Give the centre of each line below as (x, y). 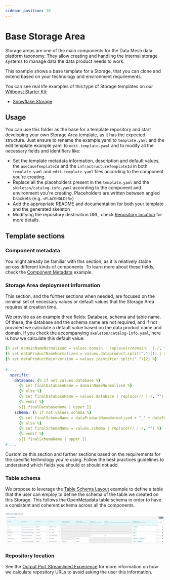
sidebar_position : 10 (28, 11)
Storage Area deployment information (53, 285)
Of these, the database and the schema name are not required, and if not (81, 322)
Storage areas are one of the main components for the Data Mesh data (79, 50)
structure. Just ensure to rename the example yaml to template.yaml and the (85, 140)
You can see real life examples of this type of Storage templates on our (79, 86)
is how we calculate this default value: (45, 338)
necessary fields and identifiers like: (43, 151)
